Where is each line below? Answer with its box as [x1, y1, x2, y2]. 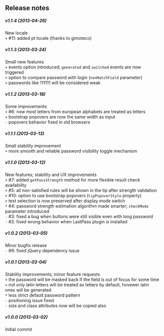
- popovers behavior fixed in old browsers [5, 119, 90, 125]
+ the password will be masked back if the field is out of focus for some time [5, 276, 160, 282]
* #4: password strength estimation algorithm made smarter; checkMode [5, 203, 149, 209]
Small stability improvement [5, 143, 61, 149]
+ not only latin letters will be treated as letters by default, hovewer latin [5, 282, 149, 288]
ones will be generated [5, 287, 52, 293]
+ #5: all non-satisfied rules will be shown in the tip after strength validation [5, 187, 157, 193]
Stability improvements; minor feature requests [5, 272, 100, 277]
